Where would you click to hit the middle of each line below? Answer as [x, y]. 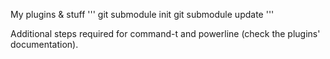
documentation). [44, 44]
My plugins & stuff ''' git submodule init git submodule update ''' [142, 14]
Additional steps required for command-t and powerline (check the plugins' [165, 33]
